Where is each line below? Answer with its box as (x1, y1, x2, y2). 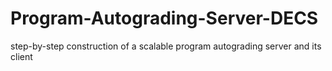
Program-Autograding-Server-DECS (10, 7, 319, 30)
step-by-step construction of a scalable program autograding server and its (10, 40, 322, 52)
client (10, 50, 33, 62)
